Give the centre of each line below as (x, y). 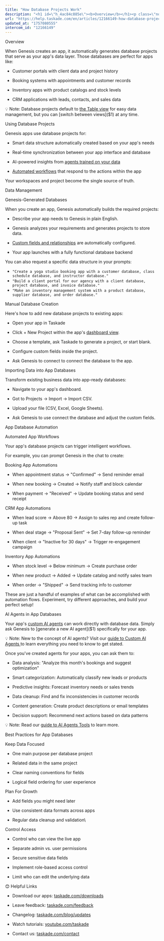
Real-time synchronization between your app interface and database (81, 153)
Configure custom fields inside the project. (55, 351)
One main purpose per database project (52, 754)
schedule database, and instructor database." (60, 276)
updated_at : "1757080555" (31, 23)
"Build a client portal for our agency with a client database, (79, 281)
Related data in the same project (45, 763)
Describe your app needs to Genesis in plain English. (65, 219)
